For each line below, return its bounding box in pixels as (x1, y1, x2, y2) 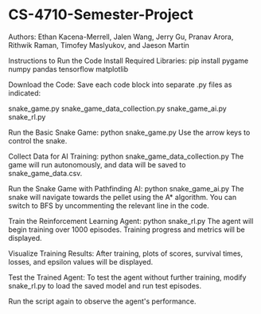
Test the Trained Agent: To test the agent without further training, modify (8, 273, 247, 282)
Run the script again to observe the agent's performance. (8, 296, 197, 306)
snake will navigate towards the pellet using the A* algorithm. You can (8, 192, 237, 202)
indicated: (8, 88, 41, 97)
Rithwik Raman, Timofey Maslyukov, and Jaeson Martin (8, 40, 189, 49)
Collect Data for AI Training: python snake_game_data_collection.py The (8, 151, 244, 161)
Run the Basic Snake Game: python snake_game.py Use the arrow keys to (8, 128, 251, 137)
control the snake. (8, 135, 68, 145)
